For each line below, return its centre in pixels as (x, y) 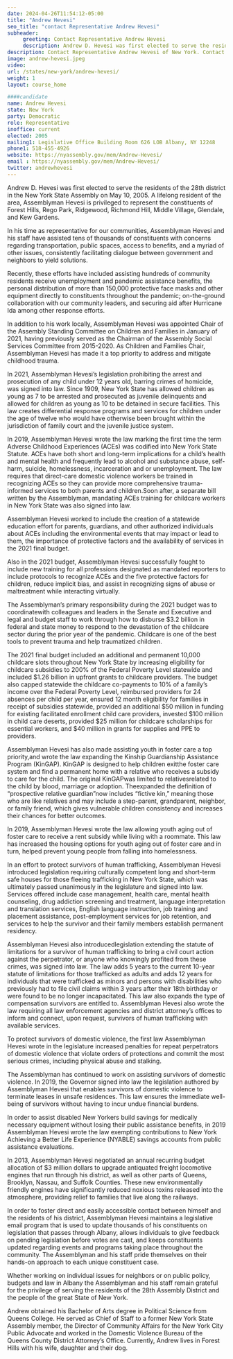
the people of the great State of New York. (68, 1297)
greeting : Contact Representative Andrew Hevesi (94, 40)
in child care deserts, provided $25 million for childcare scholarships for (110, 721)
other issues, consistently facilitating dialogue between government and (110, 252)
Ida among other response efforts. (56, 310)
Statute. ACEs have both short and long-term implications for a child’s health (116, 453)
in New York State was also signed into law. (69, 505)
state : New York (31, 110)
